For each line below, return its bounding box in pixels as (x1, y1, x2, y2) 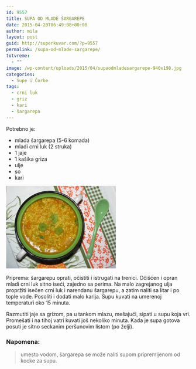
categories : (6, 71, 35, 77)
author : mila (6, 28, 38, 34)
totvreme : (6, 53, 30, 59)
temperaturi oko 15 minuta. (6, 299, 71, 306)
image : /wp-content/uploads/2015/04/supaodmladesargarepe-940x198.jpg (6, 65, 182, 71)
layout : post (6, 34, 38, 40)
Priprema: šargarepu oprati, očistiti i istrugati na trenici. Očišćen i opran (6, 274, 178, 281)
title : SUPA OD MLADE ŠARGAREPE (6, 15, 85, 22)
